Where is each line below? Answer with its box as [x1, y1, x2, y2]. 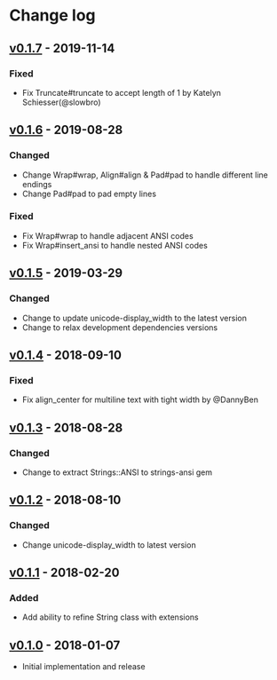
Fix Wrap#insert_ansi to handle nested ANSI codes [21, 240, 209, 250]
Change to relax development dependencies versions [21, 321, 218, 333]
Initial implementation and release [21, 661, 146, 672]
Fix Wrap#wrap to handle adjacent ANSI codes [21, 230, 194, 241]
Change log [9, 5, 96, 26]
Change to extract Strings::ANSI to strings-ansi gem [21, 467, 213, 478]
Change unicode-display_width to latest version [21, 539, 197, 550]
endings [21, 178, 52, 189]
